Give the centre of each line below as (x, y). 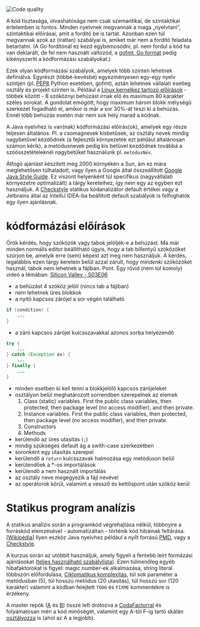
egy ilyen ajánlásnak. (32, 202)
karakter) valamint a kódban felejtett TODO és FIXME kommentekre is (88, 587)
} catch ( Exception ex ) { (38, 355)
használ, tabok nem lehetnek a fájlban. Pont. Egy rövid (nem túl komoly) (94, 268)
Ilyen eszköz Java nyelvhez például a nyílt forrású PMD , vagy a (113, 537)
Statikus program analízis (71, 508)
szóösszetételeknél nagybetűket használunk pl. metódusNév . (79, 152)
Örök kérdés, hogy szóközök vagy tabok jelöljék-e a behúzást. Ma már (93, 243)
